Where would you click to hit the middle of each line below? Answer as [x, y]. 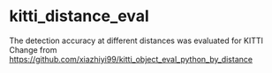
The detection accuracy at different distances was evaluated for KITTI [136, 40]
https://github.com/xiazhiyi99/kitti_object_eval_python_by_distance [131, 59]
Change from [33, 49]
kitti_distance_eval [79, 16]
